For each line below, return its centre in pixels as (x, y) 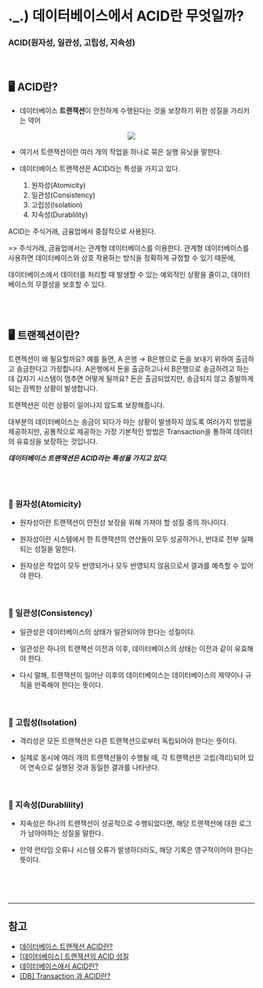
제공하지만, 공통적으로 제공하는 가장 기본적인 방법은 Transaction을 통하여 (120, 432)
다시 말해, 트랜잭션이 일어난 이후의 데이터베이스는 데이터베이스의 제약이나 (131, 675)
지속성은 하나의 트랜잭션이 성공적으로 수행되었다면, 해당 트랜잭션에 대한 (128, 823)
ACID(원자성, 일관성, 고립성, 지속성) (72, 42)
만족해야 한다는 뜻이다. (69, 685)
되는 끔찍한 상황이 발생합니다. (53, 389)
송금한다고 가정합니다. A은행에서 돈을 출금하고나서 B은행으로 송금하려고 (125, 369)
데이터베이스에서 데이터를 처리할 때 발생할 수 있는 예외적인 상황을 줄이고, (119, 275)
